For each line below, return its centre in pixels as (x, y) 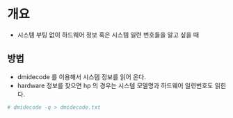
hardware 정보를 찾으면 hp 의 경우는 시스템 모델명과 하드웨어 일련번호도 (115, 85)
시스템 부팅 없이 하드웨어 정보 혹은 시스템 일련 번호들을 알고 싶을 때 (108, 35)
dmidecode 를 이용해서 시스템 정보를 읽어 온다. (81, 76)
